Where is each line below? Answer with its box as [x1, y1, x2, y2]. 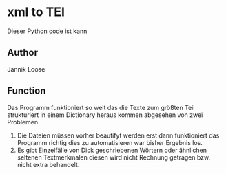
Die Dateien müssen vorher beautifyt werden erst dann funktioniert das [17, 131, 220, 140]
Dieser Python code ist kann [7, 27, 88, 35]
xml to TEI [7, 4, 65, 20]
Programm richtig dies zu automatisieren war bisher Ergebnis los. [17, 138, 203, 146]
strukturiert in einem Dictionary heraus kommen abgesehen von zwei [7, 111, 203, 119]
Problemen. [7, 118, 40, 126]
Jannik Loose [7, 65, 45, 73]
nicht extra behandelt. [17, 160, 80, 168]
